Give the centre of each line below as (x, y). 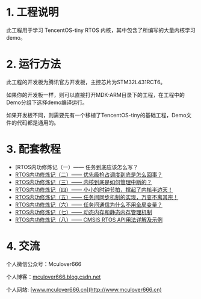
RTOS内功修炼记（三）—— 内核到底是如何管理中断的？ (83, 182)
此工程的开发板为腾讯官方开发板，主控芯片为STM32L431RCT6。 (86, 82)
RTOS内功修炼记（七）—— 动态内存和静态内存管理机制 (83, 212)
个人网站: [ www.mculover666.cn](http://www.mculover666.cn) (84, 289)
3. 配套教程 (34, 149)
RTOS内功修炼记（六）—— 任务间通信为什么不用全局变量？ (89, 205)
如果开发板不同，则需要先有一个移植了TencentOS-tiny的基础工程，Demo (96, 115)
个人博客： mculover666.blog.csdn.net (54, 277)
